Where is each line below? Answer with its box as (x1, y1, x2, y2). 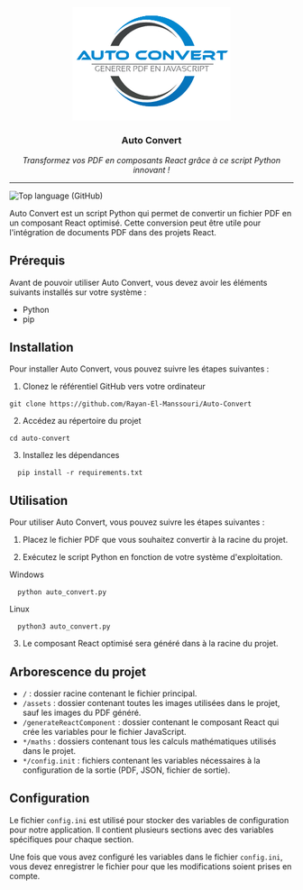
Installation (9, 340, 74, 354)
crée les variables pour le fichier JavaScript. (22, 727, 187, 738)
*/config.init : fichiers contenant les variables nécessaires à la (22, 756, 261, 766)
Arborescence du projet (9, 664, 147, 679)
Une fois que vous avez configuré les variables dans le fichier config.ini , (9, 851, 283, 862)
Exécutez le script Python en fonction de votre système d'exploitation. (22, 552, 283, 563)
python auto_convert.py (17, 588, 106, 597)
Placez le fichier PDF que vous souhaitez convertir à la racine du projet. (22, 535, 289, 546)
